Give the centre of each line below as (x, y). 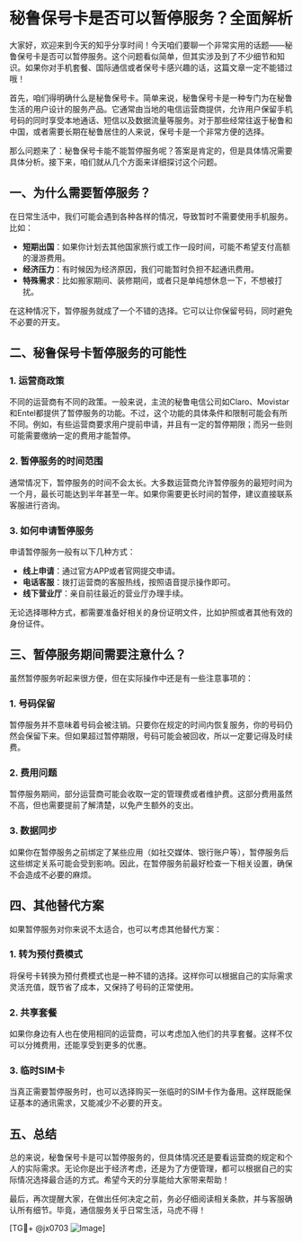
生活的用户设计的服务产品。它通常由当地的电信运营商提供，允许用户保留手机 (151, 109)
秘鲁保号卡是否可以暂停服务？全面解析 (151, 18)
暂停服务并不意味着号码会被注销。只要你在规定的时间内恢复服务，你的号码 (147, 725)
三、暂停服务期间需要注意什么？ (98, 655)
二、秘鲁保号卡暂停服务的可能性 (98, 353)
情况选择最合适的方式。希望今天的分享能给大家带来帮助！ (123, 1180)
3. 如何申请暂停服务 (52, 530)
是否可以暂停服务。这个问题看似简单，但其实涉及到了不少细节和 (158, 56)
